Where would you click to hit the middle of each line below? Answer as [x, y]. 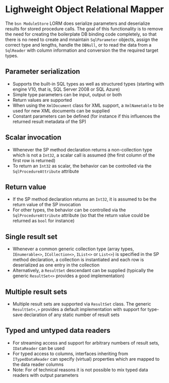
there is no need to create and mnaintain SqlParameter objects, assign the [81, 40]
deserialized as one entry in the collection [56, 265]
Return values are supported [42, 100]
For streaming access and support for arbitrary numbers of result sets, [86, 342]
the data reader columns [38, 364]
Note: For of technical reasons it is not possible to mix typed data [80, 370]
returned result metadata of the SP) [49, 121]
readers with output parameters [45, 375]
